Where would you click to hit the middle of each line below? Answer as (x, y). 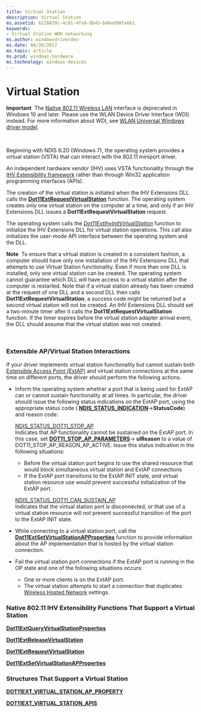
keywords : (19, 28)
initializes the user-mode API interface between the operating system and (97, 236)
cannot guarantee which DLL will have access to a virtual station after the (97, 280)
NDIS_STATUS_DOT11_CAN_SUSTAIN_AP (65, 500)
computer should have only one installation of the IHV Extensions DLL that (98, 261)
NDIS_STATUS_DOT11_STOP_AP (54, 426)
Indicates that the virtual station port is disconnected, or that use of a (100, 506)
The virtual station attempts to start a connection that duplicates (103, 586)
